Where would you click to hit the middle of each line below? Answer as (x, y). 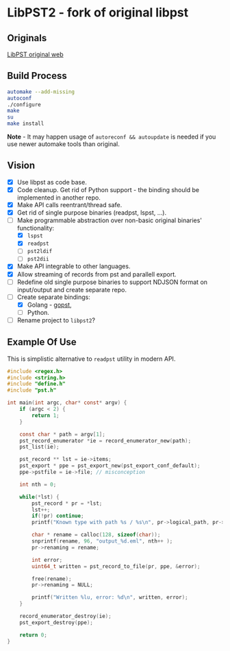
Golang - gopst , (49, 305)
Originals (27, 38)
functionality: (36, 228)
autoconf (20, 98)
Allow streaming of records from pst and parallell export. (97, 274)
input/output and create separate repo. (72, 289)
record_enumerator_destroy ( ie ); (65, 616)
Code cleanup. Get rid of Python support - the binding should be (108, 189)
